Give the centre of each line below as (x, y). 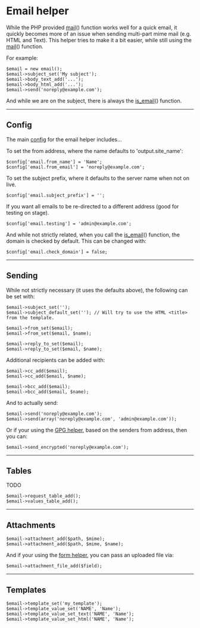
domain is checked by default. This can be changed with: (76, 241)
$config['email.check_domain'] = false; (57, 252)
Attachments (31, 525)
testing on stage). (28, 213)
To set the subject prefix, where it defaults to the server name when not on (98, 178)
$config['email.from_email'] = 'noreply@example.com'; (76, 167)
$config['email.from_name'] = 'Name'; (54, 162)
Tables (19, 471)
